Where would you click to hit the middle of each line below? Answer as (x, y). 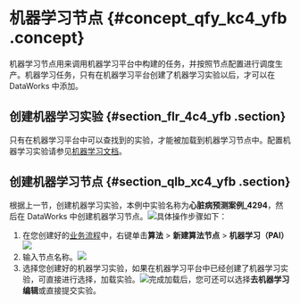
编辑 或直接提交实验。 (61, 290)
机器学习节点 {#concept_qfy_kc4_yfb (148, 18)
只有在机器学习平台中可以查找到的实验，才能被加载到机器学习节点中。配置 (146, 140)
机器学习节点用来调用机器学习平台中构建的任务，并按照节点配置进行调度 (142, 63)
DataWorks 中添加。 (46, 86)
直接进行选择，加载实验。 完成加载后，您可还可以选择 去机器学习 (168, 279)
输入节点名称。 (50, 257)
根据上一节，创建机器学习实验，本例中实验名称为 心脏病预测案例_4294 (138, 205)
